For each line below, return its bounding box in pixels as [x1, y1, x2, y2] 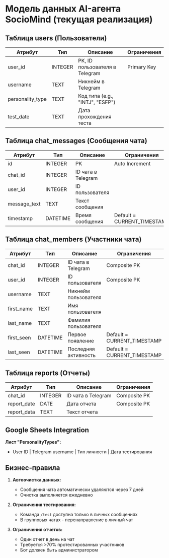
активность [67, 352, 96, 359]
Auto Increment [114, 160, 151, 167]
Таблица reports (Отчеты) [5, 369, 91, 378]
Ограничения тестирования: [12, 502, 76, 508]
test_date [8, 113, 30, 120]
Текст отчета [66, 408, 98, 415]
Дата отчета [66, 400, 97, 407]
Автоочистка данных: [12, 477, 61, 483]
